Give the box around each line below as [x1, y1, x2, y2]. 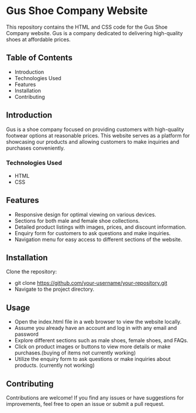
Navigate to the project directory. [14, 285, 95, 293]
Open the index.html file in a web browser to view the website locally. [14, 318, 182, 325]
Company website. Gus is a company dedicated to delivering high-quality [6, 29, 183, 36]
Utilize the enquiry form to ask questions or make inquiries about [14, 356, 171, 363]
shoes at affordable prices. [6, 36, 71, 43]
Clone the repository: [6, 268, 57, 276]
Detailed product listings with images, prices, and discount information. [14, 223, 187, 230]
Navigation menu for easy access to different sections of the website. [14, 236, 183, 243]
